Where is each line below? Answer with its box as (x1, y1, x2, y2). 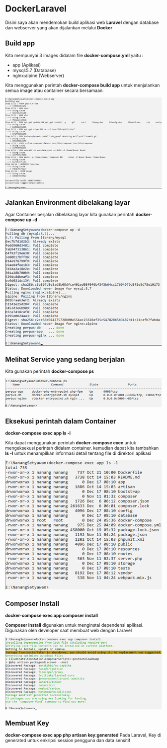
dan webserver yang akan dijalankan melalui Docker (5, 24, 113, 30)
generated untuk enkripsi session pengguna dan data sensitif (5, 738, 131, 744)
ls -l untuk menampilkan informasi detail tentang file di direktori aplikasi (5, 450, 152, 456)
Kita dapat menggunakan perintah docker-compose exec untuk (5, 439, 137, 445)
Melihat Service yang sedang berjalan (5, 355, 125, 363)
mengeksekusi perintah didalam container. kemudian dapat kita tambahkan (5, 445, 159, 451)
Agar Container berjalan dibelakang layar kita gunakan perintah (5, 212, 135, 218)
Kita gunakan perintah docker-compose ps (5, 368, 94, 374)
